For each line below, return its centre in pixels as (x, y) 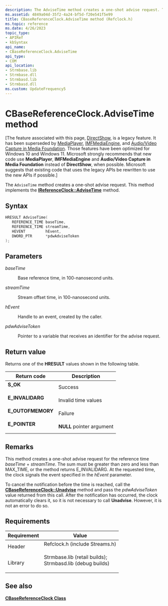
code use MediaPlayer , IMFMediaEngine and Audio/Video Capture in (78, 159)
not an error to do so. (27, 505)
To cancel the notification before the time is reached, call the (68, 484)
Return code (31, 376)
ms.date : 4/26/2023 (25, 28)
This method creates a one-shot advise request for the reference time (77, 458)
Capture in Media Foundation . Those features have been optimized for (77, 148)
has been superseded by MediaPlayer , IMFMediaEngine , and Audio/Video (81, 143)
